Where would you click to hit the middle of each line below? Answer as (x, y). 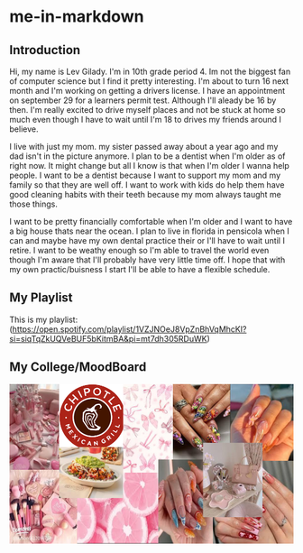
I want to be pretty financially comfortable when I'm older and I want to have (151, 221)
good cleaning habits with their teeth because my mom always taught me (145, 194)
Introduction (45, 50)
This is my (28, 319)
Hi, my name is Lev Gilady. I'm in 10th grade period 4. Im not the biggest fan (150, 71)
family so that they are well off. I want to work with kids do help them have (147, 185)
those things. (34, 204)
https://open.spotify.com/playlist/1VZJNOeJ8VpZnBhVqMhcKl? (129, 329)
